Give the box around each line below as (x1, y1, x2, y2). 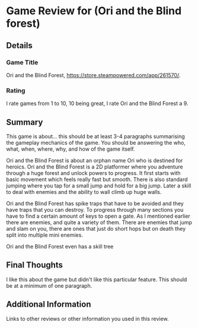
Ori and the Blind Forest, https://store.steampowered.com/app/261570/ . (6, 71, 181, 78)
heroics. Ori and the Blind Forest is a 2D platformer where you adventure (6, 163, 183, 170)
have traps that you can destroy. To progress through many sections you (6, 206, 184, 213)
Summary (6, 117, 43, 127)
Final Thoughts (6, 260, 63, 270)
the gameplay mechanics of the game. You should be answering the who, (6, 139, 186, 146)
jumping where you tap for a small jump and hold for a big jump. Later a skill (6, 182, 191, 189)
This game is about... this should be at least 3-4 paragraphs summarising (6, 132, 185, 140)
